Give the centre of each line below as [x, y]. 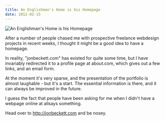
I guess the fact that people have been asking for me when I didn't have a [80, 98]
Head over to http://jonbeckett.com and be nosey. [56, 113]
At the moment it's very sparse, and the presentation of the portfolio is [77, 78]
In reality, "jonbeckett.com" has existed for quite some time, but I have [77, 58]
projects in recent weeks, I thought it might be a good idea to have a [74, 43]
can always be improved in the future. [44, 88]
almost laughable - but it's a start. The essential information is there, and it [81, 83]
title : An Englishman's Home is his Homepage [53, 10]
